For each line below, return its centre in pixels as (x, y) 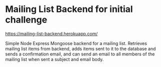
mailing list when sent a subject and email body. (54, 59)
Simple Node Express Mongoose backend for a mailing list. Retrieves (76, 43)
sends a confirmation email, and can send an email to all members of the (80, 54)
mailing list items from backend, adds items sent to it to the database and (80, 48)
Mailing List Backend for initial (69, 9)
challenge (26, 20)
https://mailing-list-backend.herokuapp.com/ (51, 33)
